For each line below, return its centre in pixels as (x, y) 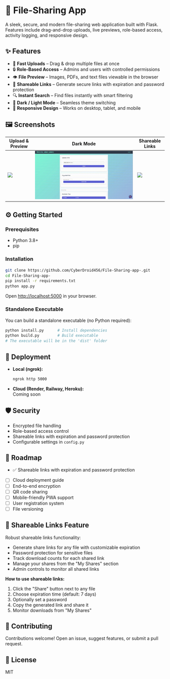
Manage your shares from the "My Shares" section (66, 564)
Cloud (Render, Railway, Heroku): (48, 389)
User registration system (38, 503)
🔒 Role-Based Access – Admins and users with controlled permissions (86, 69)
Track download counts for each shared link (58, 558)
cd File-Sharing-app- (28, 276)
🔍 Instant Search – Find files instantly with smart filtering (73, 95)
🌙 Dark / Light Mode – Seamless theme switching (64, 102)
